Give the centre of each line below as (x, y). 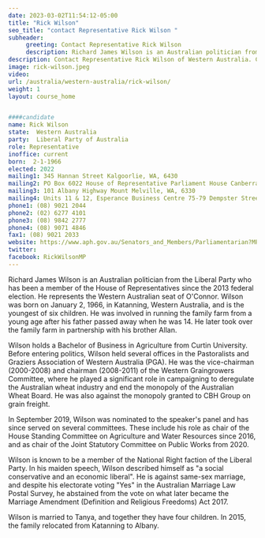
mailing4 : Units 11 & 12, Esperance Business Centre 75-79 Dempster (123, 198)
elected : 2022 (32, 169)
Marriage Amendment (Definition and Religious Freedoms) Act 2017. (118, 502)
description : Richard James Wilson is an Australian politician (134, 52)
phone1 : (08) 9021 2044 (47, 205)
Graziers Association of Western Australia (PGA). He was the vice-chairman (131, 362)
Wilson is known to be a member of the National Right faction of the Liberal (130, 460)
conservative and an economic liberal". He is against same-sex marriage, (127, 476)
